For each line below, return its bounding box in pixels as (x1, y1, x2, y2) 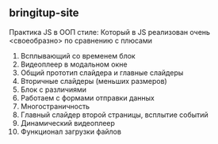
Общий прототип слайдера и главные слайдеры (20, 67, 184, 78)
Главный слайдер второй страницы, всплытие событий (20, 110, 208, 119)
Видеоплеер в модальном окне (20, 59, 128, 69)
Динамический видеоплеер (20, 118, 116, 127)
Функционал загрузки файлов (20, 127, 122, 136)
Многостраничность (20, 101, 90, 111)
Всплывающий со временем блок (20, 51, 136, 60)
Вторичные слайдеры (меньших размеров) (20, 76, 167, 85)
